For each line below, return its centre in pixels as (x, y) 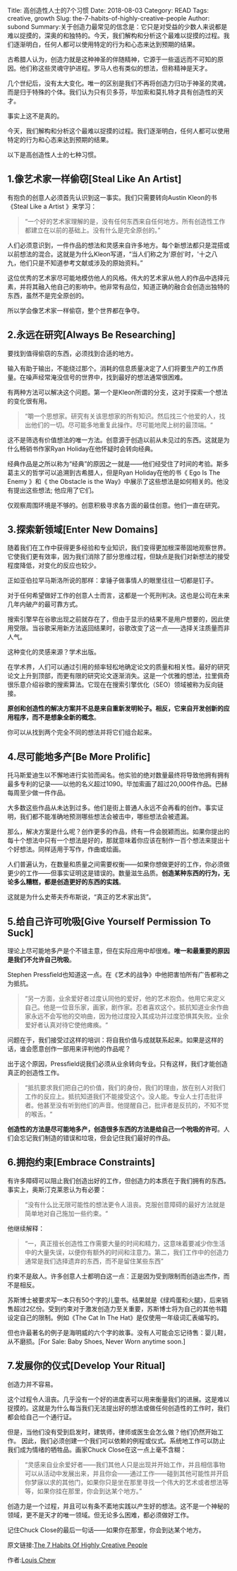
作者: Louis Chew (32, 1560)
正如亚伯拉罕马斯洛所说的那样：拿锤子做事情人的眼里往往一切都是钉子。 (112, 581)
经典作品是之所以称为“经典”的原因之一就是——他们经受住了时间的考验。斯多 (118, 463)
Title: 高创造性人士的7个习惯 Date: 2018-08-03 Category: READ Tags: (108, 10)
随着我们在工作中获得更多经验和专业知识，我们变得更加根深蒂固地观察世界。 (119, 548)
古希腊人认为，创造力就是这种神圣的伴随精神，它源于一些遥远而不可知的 (112, 59)
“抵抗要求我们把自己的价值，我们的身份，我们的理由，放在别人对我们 (125, 1088)
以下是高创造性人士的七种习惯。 (54, 155)
